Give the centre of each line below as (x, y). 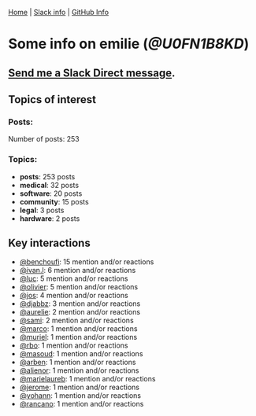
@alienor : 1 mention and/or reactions (79, 370)
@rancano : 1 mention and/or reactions (82, 404)
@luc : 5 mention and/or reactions (74, 278)
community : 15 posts (54, 201)
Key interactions (49, 243)
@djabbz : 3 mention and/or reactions (80, 304)
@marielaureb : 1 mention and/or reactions (87, 379)
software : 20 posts (51, 193)
